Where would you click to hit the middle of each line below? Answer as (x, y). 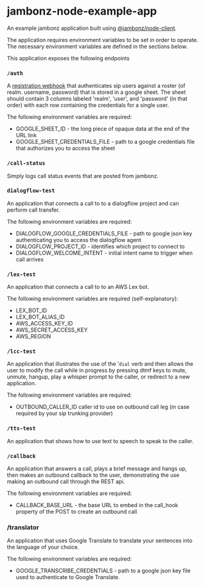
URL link (26, 135)
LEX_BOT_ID (31, 311)
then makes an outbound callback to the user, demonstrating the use (93, 475)
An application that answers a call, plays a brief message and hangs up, (97, 469)
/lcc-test (21, 351)
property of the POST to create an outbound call (76, 512)
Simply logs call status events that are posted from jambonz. (83, 176)
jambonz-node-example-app (82, 11)
